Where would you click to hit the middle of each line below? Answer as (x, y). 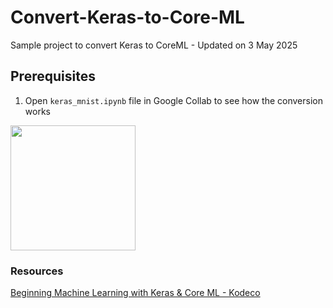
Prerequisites (53, 76)
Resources (37, 271)
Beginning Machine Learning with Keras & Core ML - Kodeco (135, 293)
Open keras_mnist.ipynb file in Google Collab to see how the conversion (173, 100)
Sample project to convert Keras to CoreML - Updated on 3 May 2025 (154, 45)
